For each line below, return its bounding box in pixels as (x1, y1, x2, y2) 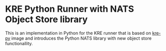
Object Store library (5, 14, 88, 25)
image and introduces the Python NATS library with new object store (11, 35, 152, 41)
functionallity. (5, 40, 33, 46)
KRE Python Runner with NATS (5, 3, 134, 15)
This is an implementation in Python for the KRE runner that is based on (5, 30, 152, 36)
